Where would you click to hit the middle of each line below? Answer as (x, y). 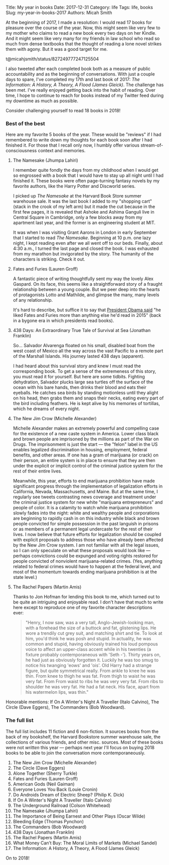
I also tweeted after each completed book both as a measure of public (78, 69)
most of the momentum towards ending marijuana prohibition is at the (85, 572)
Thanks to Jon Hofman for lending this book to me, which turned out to (86, 597)
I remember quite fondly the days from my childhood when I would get (86, 170)
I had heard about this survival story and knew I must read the (77, 366)
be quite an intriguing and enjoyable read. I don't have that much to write (88, 602)
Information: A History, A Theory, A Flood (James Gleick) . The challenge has (85, 85)
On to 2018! (18, 858)
